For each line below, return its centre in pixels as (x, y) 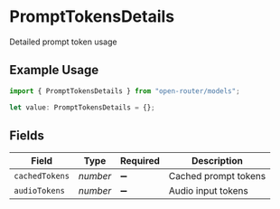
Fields (27, 135)
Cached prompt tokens (217, 176)
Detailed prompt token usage (63, 42)
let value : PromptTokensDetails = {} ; (82, 107)
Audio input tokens (208, 191)
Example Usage (54, 70)
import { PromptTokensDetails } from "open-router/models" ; (125, 91)
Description (217, 161)
